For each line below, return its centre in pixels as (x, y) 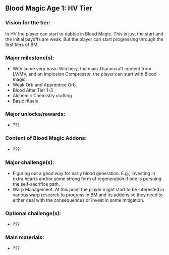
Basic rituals (25, 101)
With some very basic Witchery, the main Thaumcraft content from (82, 68)
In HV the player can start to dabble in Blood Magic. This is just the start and (84, 34)
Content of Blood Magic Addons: (46, 138)
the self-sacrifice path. (36, 184)
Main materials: (25, 237)
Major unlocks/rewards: (35, 114)
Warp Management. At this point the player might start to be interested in (88, 189)
